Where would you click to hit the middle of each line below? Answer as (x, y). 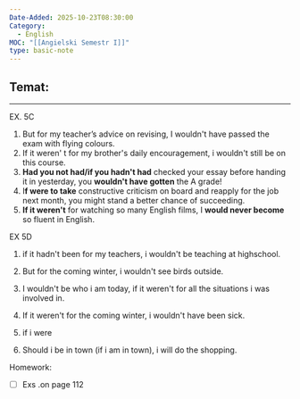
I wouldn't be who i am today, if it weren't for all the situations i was (146, 288)
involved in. (43, 298)
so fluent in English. (58, 219)
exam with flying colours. (68, 143)
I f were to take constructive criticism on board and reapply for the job (150, 191)
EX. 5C (22, 116)
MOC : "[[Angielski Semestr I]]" (69, 42)
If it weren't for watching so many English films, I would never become (153, 210)
